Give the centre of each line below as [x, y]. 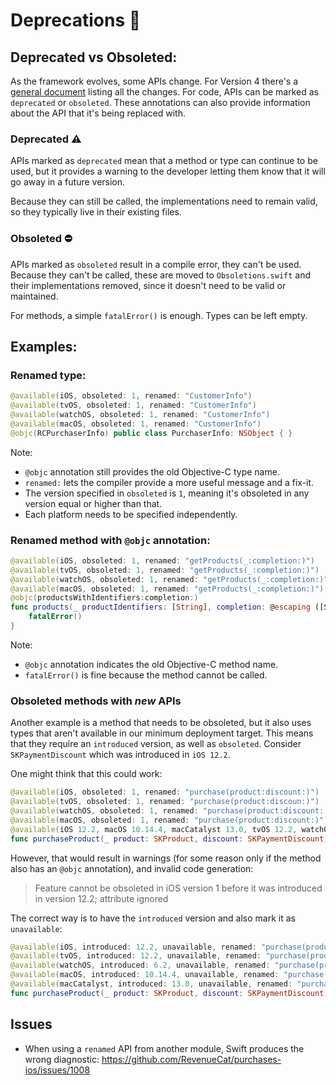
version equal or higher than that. [93, 503]
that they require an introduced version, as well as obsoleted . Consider [156, 744]
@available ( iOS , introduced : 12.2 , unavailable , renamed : [133, 947]
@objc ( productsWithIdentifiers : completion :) [104, 598]
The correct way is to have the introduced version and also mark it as [153, 918]
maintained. [34, 296]
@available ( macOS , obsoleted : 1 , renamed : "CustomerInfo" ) [136, 424]
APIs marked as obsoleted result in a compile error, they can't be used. [156, 264]
